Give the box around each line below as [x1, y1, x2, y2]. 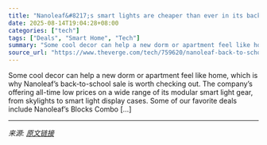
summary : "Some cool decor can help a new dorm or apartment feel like [8, 41, 250, 49]
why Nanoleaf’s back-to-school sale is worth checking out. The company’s [8, 79, 253, 88]
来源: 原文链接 [8, 128, 54, 138]
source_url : [8, 49, 48, 57]
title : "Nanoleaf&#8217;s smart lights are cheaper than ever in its [8, 11, 244, 20]
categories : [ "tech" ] [8, 26, 80, 34]
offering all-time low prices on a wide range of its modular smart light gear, [8, 88, 253, 96]
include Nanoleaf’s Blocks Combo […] [8, 104, 132, 114]
